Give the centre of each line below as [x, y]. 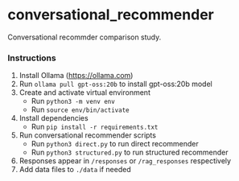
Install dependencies [54, 118]
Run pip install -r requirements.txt [95, 127]
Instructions [32, 58]
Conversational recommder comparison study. [84, 37]
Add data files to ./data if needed [75, 170]
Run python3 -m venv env [73, 101]
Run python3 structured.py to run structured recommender [130, 152]
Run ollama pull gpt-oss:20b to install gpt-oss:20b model [115, 84]
